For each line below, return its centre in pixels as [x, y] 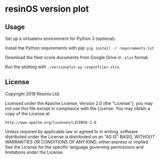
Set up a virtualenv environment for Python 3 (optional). [61, 38]
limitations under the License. [34, 152]
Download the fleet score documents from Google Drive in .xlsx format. [77, 57]
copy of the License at [27, 113]
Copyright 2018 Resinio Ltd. [33, 94]
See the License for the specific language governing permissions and [74, 147]
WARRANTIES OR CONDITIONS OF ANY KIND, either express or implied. [77, 141]
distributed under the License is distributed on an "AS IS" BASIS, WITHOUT [80, 137]
